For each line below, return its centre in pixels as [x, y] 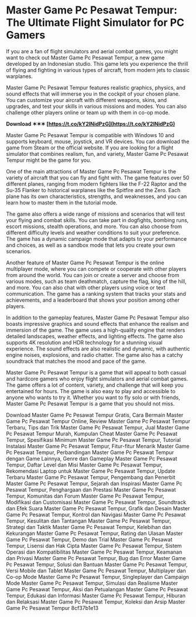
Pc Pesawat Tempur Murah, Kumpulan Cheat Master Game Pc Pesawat [92, 434]
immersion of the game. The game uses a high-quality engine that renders [96, 330]
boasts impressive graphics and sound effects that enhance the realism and [97, 323]
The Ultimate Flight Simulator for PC [95, 23]
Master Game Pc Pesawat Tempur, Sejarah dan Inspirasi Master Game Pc [94, 483]
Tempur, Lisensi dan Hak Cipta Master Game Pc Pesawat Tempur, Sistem [94, 546]
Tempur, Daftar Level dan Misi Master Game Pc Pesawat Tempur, [84, 465]
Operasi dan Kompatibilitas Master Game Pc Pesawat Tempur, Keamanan [94, 552]
